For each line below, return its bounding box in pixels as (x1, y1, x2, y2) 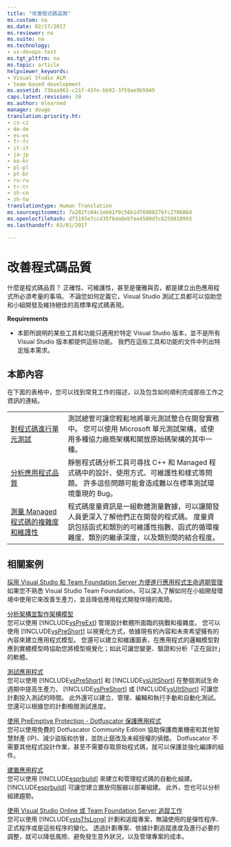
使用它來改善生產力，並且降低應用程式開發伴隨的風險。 (19, 595, 176, 604)
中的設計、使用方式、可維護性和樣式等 (81, 468, 206, 478)
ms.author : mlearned (7, 100, 67, 107)
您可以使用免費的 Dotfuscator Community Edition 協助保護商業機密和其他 (7, 726, 214, 734)
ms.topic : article (7, 61, 60, 68)
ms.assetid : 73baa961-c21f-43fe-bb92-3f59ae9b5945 (7, 87, 155, 94)
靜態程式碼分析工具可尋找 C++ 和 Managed (67, 458, 208, 468)
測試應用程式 (7, 668, 43, 676)
